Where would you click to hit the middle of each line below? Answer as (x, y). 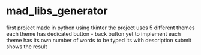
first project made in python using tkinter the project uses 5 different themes (100, 27)
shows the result (27, 47)
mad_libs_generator (57, 11)
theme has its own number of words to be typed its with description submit (99, 40)
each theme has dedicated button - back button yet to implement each (94, 33)
